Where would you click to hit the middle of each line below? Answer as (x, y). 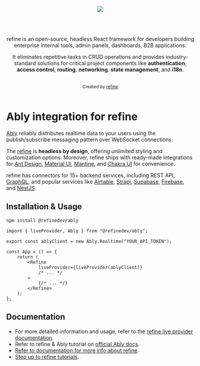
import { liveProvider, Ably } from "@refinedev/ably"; (77, 231)
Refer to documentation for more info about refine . (77, 350)
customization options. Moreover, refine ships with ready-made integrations (99, 157)
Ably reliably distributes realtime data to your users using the (81, 133)
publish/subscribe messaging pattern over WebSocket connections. (90, 139)
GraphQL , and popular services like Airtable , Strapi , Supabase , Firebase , (95, 181)
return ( (28, 257)
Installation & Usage (44, 207)
